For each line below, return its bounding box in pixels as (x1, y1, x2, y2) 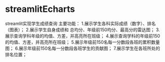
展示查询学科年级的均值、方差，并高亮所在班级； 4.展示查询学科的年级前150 (5, 33, 161, 39)
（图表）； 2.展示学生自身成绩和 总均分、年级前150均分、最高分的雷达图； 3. (5, 26, 160, 33)
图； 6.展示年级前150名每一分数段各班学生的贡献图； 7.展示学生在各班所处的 (5, 45, 161, 51)
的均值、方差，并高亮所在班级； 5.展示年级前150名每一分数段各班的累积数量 (5, 39, 160, 45)
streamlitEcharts (5, 3, 75, 15)
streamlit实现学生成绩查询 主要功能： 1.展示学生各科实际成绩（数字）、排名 (5, 20, 156, 26)
